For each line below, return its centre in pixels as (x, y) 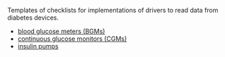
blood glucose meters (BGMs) (61, 31)
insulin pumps (38, 46)
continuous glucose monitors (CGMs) (72, 39)
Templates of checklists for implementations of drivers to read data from (113, 10)
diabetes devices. (33, 18)
